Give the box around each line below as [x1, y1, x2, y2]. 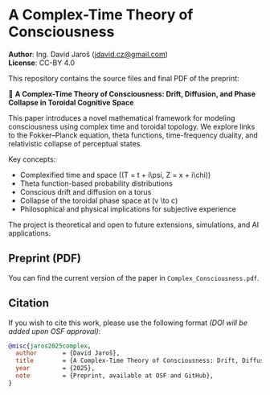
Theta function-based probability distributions [19, 179, 173, 188]
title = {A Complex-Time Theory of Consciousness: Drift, [15, 356, 239, 365]
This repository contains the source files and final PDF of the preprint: [8, 73, 239, 83]
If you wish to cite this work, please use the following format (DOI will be [8, 318, 247, 327]
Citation [8, 296, 50, 311]
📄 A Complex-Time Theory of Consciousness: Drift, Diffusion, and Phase [8, 88, 256, 98]
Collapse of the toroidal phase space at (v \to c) [19, 195, 178, 205]
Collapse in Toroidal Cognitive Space [8, 97, 134, 107]
